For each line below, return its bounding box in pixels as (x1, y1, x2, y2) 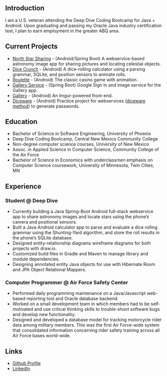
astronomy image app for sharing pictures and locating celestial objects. (12, 61, 161, 67)
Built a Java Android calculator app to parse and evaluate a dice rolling (12, 224, 158, 231)
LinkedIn (12, 366, 30, 372)
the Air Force (12, 152, 39, 158)
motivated (12, 306, 33, 312)
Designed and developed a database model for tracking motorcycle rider (12, 317, 162, 323)
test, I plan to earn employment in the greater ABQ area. (5, 27, 120, 34)
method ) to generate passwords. (12, 103, 80, 109)
